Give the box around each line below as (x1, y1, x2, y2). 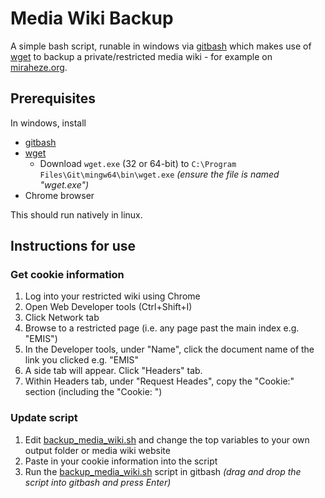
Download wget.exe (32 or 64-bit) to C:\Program (39, 157, 237, 169)
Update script (10, 411, 78, 425)
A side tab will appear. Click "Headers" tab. (24, 365, 203, 377)
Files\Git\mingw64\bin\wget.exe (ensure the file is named (39, 168, 280, 180)
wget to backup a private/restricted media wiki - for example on (10, 50, 273, 62)
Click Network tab (24, 312, 100, 324)
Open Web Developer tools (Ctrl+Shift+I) (24, 301, 193, 313)
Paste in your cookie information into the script (24, 455, 218, 467)
